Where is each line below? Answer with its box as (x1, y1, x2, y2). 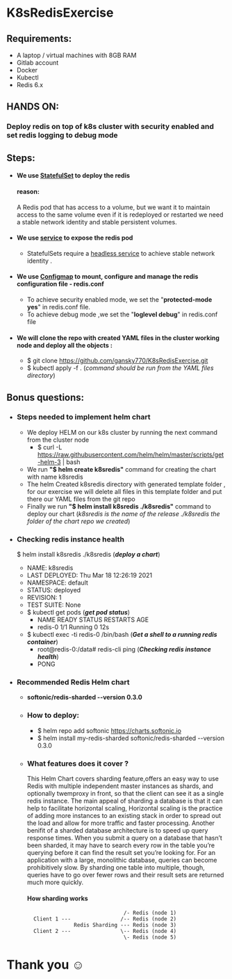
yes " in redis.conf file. (26, 302, 91, 311)
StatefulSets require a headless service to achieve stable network (26, 249, 215, 257)
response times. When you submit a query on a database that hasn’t (26, 833, 223, 842)
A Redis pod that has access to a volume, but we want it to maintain (16, 203, 210, 211)
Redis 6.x (16, 81, 43, 88)
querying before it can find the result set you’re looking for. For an (26, 848, 216, 856)
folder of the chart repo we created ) (26, 517, 131, 525)
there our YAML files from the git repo (26, 495, 136, 503)
